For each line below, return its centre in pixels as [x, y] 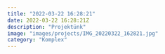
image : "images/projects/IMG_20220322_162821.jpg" [83, 33]
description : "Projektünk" [47, 27]
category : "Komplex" [38, 40]
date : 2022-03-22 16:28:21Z [48, 20]
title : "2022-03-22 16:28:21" [52, 14]
